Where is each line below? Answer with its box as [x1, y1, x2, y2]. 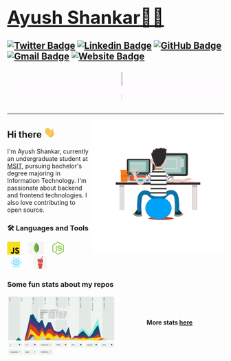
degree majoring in [7, 169, 60, 177]
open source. [7, 206, 45, 214]
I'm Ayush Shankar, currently [7, 147, 89, 155]
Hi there [7, 129, 43, 141]
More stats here [146, 318, 193, 327]
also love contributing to [7, 198, 76, 206]
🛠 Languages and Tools [7, 223, 89, 232]
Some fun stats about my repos [7, 280, 114, 289]
